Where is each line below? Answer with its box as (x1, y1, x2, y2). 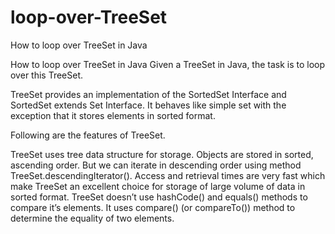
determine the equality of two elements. (10, 212, 175, 224)
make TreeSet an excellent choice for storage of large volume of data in (10, 180, 306, 192)
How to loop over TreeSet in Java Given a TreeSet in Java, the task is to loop (10, 58, 326, 70)
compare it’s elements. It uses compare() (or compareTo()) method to (10, 201, 296, 213)
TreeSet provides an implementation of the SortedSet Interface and (10, 88, 287, 100)
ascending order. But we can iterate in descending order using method (10, 159, 302, 171)
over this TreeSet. (10, 69, 84, 81)
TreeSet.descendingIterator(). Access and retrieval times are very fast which (10, 169, 326, 181)
